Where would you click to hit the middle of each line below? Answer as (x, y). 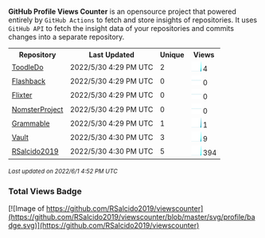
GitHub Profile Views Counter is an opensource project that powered (123, 12)
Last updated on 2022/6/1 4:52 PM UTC (63, 171)
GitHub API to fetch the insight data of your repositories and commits (121, 28)
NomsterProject (37, 109)
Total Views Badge (45, 191)
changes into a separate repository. (66, 37)
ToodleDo (27, 67)
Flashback (29, 81)
